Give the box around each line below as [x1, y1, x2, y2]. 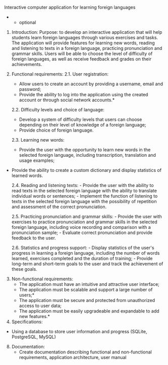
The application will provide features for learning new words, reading [11, 40, 155, 46]
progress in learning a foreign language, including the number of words [11, 250, 160, 256]
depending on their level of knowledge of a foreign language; [19, 122, 146, 128]
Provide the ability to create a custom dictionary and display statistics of [11, 167, 162, 173]
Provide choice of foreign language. [19, 127, 94, 133]
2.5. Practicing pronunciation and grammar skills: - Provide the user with [11, 214, 162, 219]
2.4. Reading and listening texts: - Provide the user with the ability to [11, 182, 154, 188]
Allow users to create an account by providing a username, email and [19, 81, 163, 87]
